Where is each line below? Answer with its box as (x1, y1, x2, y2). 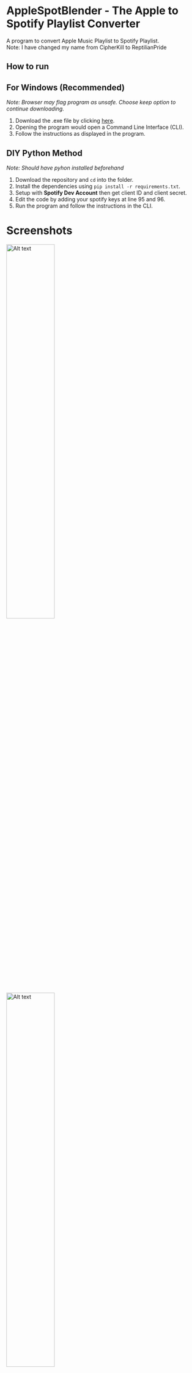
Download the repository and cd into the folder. (15, 176, 134, 183)
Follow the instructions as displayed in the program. (15, 130, 146, 138)
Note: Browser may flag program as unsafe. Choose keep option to (6, 99, 176, 106)
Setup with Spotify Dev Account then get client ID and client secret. (15, 189, 188, 196)
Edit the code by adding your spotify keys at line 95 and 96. (15, 195, 166, 203)
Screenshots (6, 224, 73, 238)
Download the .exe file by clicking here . (15, 117, 115, 125)
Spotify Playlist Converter (6, 17, 141, 31)
